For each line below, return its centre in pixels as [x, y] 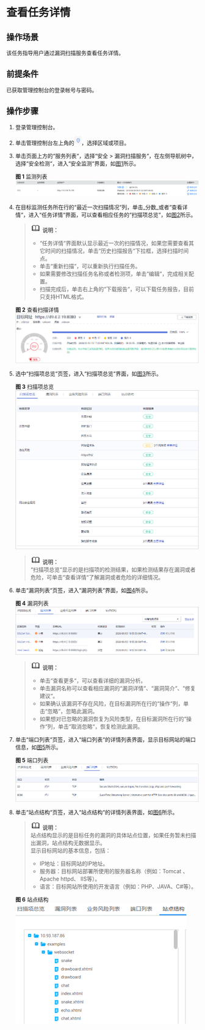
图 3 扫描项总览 [34, 386]
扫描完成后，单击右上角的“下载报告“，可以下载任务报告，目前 [117, 289]
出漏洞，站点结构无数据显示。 [68, 843]
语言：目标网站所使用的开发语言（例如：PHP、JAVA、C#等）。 [118, 887]
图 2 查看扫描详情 [37, 309]
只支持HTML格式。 [63, 296]
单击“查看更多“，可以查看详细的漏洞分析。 [93, 680]
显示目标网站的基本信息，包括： [70, 851]
